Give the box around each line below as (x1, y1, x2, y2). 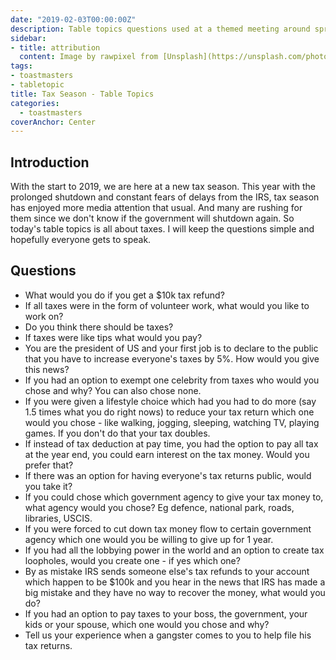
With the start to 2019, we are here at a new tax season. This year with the (10, 181, 316, 193)
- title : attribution (10, 42, 101, 53)
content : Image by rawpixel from (19, 52, 159, 62)
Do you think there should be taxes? (24, 321, 174, 333)
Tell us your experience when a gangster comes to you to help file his (24, 629, 312, 641)
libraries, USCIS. (24, 512, 93, 524)
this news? (24, 363, 70, 375)
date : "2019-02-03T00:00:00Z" (10, 14, 137, 25)
